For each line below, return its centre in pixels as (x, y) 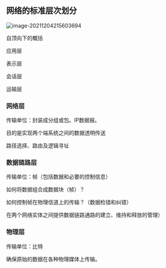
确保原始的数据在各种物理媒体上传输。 (53, 259)
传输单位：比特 (24, 246)
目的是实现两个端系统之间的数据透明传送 (56, 133)
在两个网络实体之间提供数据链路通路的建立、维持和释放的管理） (84, 215)
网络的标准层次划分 (41, 11)
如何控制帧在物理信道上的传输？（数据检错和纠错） (69, 202)
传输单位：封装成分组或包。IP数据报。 (53, 120)
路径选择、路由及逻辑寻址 (38, 146)
